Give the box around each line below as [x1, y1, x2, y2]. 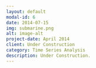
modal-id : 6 [6, 14, 35, 20]
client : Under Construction [6, 42, 75, 48]
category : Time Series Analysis [6, 47, 85, 53]
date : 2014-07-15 [6, 20, 49, 25]
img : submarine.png [6, 25, 54, 31]
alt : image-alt [6, 31, 44, 37]
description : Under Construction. [6, 53, 91, 59]
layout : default [6, 8, 46, 15]
